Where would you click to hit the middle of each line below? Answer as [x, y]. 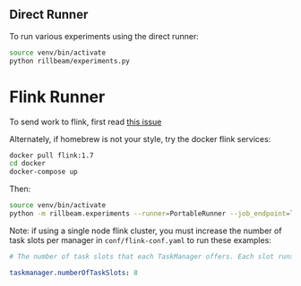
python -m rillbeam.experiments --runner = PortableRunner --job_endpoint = [150, 214]
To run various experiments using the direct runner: [104, 36]
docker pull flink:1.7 [52, 156]
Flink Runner [57, 97]
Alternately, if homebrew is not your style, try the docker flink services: [140, 139]
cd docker [28, 164]
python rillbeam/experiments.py [69, 61]
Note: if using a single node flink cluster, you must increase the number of [146, 231]
